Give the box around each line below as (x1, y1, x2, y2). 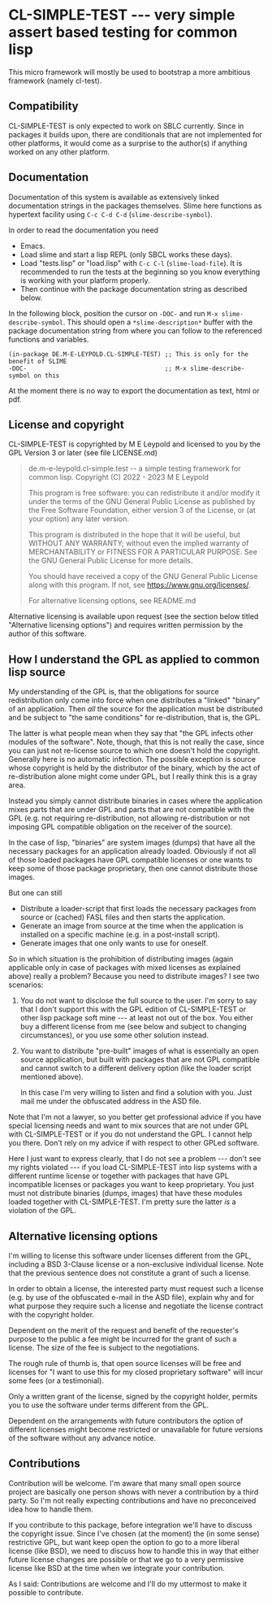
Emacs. (19, 241, 45, 250)
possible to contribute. (8, 1587, 84, 1597)
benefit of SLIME (8, 357, 67, 365)
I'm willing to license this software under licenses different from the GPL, (8, 1251, 252, 1260)
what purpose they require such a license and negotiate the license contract (8, 1301, 264, 1311)
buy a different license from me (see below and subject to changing (19, 1022, 248, 1032)
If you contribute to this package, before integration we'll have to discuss (8, 1520, 253, 1529)
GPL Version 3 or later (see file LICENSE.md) (8, 448, 158, 458)
